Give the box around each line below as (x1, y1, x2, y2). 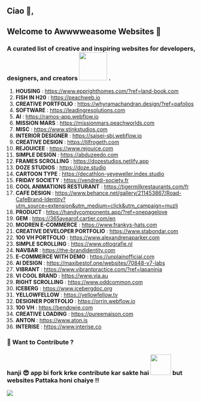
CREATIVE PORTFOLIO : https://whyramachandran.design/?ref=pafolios (15, 100, 194, 108)
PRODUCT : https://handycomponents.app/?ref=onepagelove (15, 208, 168, 216)
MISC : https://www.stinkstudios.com (15, 126, 108, 133)
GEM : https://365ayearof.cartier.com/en (15, 215, 116, 222)
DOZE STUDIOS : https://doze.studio (15, 164, 106, 171)
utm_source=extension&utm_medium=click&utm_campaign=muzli (15, 202, 178, 210)
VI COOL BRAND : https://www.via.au (15, 272, 108, 279)
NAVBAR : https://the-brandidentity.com (15, 247, 115, 254)
